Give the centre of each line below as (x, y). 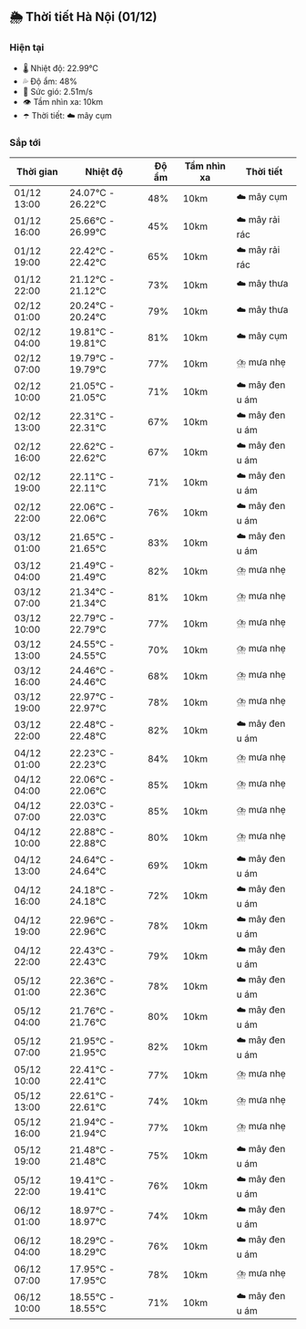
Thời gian (38, 171)
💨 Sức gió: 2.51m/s (57, 91)
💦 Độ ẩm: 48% (50, 81)
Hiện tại (27, 47)
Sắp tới (25, 142)
